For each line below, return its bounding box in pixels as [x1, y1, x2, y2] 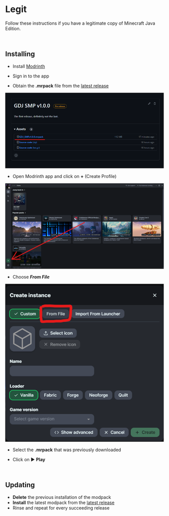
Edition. [5, 25, 21, 31]
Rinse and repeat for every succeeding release [12, 504, 110, 511]
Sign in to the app [12, 73, 49, 79]
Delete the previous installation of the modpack [12, 494, 112, 500]
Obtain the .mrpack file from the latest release [12, 82, 109, 89]
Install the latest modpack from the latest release [12, 499, 115, 505]
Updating [5, 481, 35, 489]
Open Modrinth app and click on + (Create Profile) [12, 173, 117, 179]
